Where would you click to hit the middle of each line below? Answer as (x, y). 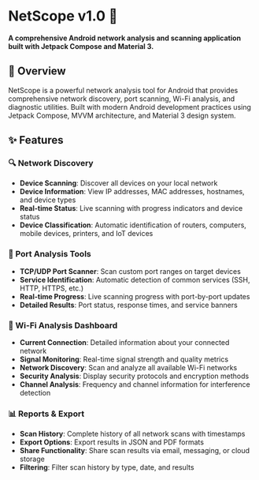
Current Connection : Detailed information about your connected (124, 343)
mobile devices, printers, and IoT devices (86, 234)
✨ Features (36, 140)
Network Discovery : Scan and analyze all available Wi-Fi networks (128, 368)
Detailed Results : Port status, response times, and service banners (128, 305)
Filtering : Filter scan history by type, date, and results (107, 467)
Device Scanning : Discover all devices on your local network (118, 183)
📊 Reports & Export (46, 414)
